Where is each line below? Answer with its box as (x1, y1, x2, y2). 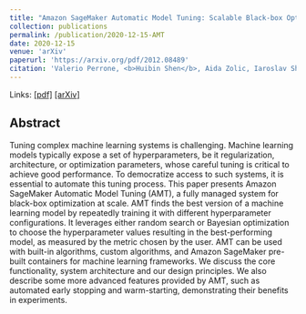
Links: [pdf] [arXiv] (9, 88, 80, 100)
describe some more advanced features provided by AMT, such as (9, 275, 260, 286)
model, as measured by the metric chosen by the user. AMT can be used (9, 236, 282, 247)
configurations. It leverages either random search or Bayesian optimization (9, 217, 290, 228)
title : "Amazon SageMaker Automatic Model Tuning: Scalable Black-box (9, 13, 283, 23)
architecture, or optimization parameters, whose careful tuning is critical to (9, 158, 290, 169)
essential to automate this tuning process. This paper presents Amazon (9, 178, 277, 189)
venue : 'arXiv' (9, 47, 67, 56)
